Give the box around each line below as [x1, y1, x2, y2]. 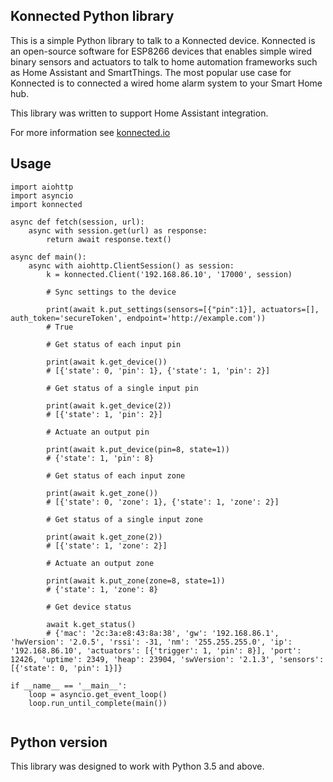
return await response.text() [46, 234, 172, 244]
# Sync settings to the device [46, 287, 177, 297]
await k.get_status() [46, 619, 137, 629]
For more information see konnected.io [10, 126, 171, 138]
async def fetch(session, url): [10, 217, 145, 227]
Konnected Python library [10, 8, 175, 25]
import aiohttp [10, 182, 74, 192]
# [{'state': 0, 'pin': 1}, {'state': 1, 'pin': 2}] [46, 365, 271, 376]
